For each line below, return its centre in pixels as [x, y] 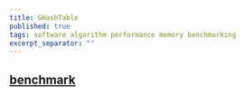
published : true [40, 26]
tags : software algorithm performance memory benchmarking [123, 34]
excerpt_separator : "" [52, 43]
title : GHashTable [44, 18]
